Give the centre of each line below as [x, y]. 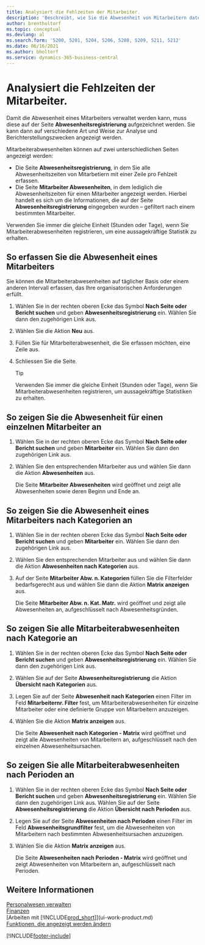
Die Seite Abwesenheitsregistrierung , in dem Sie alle [83, 167]
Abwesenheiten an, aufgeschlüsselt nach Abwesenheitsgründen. [97, 609]
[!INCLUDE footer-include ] [39, 936]
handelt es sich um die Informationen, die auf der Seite [84, 200]
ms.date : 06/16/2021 [33, 47]
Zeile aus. [27, 349]
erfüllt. [15, 294]
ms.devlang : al [26, 35]
